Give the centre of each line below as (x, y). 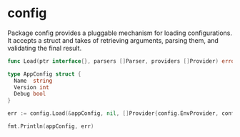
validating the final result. (45, 48)
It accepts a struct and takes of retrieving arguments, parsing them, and (113, 40)
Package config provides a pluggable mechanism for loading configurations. (120, 33)
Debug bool (30, 94)
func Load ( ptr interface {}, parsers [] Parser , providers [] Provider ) (113, 61)
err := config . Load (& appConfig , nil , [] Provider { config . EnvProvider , (113, 113)
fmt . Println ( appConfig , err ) (51, 126)
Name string (33, 81)
